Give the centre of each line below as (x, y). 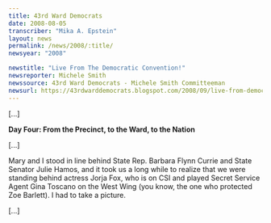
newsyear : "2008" (38, 53)
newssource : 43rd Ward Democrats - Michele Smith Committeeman (117, 83)
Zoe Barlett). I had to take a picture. (67, 195)
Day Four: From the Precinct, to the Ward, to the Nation (102, 129)
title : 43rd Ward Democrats (56, 16)
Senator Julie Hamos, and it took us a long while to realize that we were (127, 169)
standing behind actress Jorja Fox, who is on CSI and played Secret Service (134, 178)
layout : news (30, 38)
